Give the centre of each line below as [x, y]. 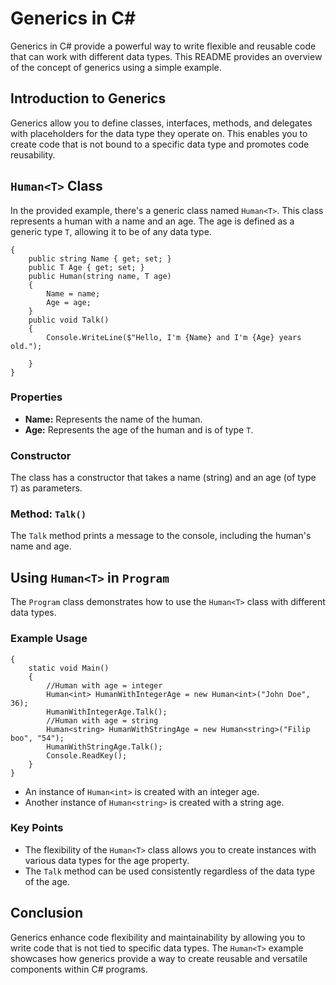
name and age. [41, 546]
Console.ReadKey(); [87, 755]
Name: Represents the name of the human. [113, 419]
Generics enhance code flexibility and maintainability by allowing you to [158, 937]
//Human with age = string [102, 720]
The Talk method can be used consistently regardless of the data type [170, 871]
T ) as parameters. [46, 488]
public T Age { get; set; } [86, 267]
